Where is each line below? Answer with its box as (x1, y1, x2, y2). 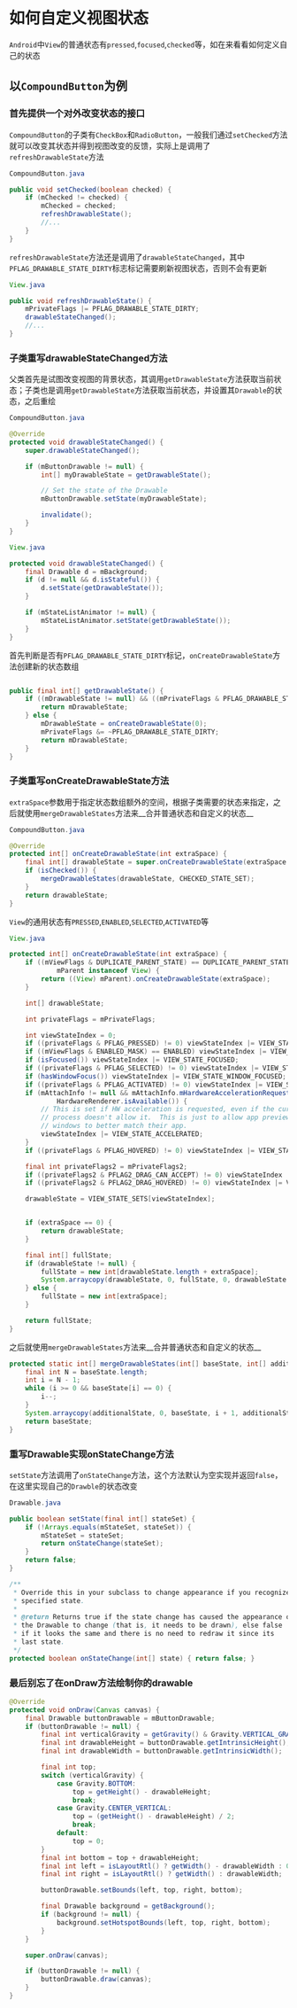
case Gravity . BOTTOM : (56, 1778, 137, 1788)
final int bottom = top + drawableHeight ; (41, 1853, 200, 1862)
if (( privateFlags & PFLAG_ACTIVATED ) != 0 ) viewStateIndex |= (25, 1080, 263, 1089)
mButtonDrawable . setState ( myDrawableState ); (41, 494, 208, 503)
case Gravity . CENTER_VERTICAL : (56, 1804, 172, 1813)
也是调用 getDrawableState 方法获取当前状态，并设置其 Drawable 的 (39, 385, 275, 395)
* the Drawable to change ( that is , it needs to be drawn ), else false (12, 1621, 283, 1631)
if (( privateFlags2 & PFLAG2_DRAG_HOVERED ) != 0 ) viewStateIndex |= (25, 1179, 283, 1187)
